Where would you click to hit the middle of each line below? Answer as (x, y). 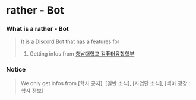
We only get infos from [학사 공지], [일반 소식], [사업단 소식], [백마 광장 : (105, 83)
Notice (16, 70)
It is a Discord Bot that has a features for (70, 41)
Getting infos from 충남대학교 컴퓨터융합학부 (82, 54)
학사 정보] (32, 91)
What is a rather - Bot (38, 29)
